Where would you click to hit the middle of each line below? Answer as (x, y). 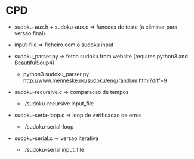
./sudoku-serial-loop (48, 126)
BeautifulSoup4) (34, 63)
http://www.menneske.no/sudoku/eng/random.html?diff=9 (95, 80)
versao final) (30, 33)
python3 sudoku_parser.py (56, 74)
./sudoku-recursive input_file (58, 103)
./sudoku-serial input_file (54, 149)
